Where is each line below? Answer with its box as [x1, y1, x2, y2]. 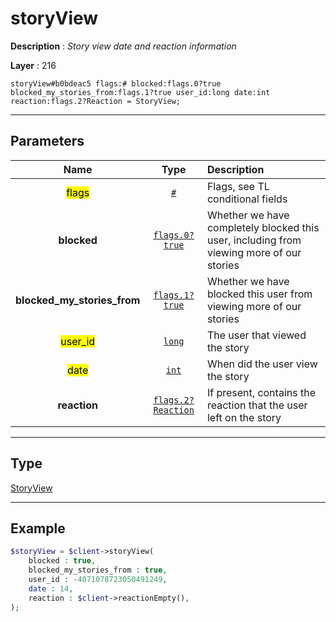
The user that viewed [206, 328, 307, 342]
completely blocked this [206, 220, 320, 234]
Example [10, 520, 66, 537]
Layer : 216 [10, 59, 57, 71]
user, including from [206, 233, 302, 247]
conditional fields [206, 192, 288, 206]
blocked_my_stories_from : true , [28, 565, 168, 576]
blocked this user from [206, 287, 313, 301]
